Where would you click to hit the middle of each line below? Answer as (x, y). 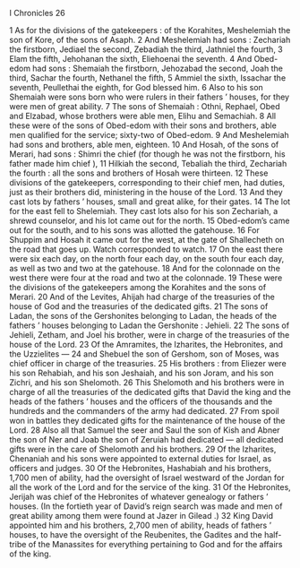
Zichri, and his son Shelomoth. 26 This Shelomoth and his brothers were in (147, 383)
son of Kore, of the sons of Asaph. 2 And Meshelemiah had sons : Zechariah (150, 40)
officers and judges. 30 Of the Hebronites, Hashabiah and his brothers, (140, 468)
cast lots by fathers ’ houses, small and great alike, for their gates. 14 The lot (150, 202)
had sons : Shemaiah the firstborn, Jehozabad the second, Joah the (158, 68)
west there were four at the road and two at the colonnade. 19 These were (146, 278)
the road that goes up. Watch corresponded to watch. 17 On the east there (146, 249)
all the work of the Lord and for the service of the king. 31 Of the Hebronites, (150, 487)
